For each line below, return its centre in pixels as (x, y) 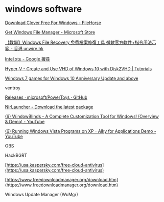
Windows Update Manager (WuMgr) (42, 194)
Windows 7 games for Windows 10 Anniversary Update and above (72, 78)
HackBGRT (16, 155)
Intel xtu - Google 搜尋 (28, 59)
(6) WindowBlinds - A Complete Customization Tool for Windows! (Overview (82, 116)
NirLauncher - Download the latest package (49, 107)
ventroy (13, 87)
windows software (44, 9)
